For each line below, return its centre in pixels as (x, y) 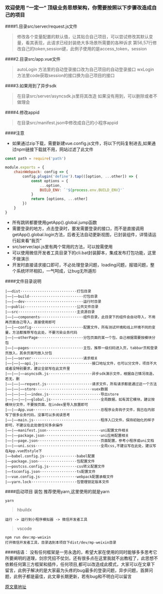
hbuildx (24, 510)
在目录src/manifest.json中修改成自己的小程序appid (67, 123)
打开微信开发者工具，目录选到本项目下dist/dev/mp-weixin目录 (61, 542)
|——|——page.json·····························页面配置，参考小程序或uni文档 (80, 441)
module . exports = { (25, 168)
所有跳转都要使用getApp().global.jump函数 (55, 222)
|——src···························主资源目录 (50, 312)
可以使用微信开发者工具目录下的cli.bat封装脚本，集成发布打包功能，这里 (84, 253)
